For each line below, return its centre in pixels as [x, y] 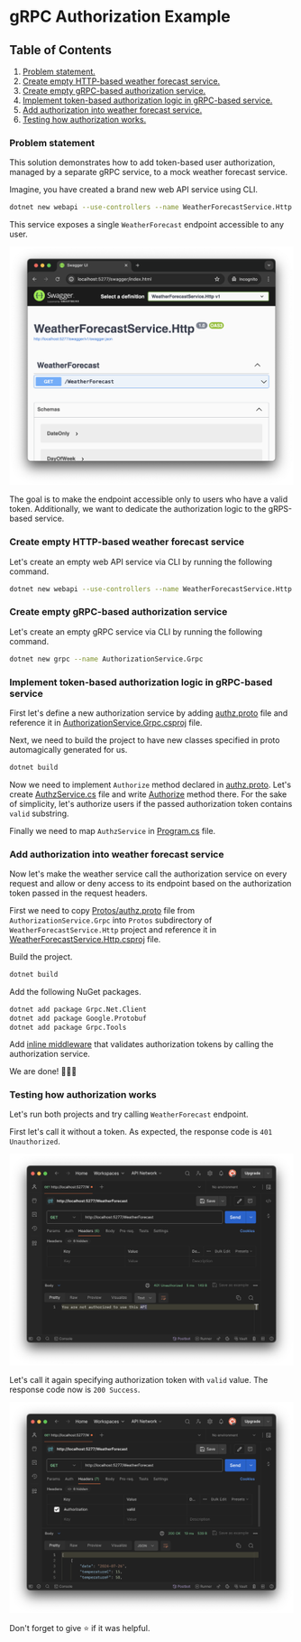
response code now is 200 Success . [75, 1389]
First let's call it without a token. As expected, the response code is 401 [141, 1132]
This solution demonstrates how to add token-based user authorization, [142, 162]
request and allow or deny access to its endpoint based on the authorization [150, 884]
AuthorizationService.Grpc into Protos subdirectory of [111, 920]
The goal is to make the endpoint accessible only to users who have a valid [149, 499]
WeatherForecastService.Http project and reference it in [113, 930]
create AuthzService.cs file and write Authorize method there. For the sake [148, 794]
